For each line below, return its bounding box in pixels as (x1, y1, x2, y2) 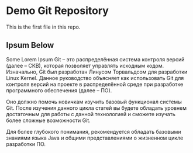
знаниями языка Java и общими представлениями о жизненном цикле (6, 134, 184, 141)
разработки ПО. (6, 140, 46, 147)
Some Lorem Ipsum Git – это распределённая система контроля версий (6, 55, 185, 62)
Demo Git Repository (6, 4, 109, 18)
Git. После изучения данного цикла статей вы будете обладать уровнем (6, 104, 187, 112)
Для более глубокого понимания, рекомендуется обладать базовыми (6, 128, 181, 135)
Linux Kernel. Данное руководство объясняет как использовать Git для (6, 74, 184, 81)
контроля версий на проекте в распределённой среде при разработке (6, 81, 184, 88)
